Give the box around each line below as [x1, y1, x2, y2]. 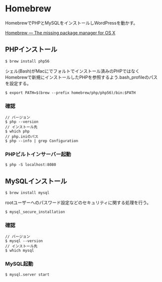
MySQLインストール [5, 177, 67, 185]
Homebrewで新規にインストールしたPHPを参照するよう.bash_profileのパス [5, 74, 158, 80]
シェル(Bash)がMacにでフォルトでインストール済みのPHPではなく [5, 68, 140, 74]
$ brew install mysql [5, 191, 50, 196]
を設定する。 [5, 80, 31, 86]
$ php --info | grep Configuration [5, 139, 79, 144]
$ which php [5, 129, 30, 134]
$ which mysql [5, 248, 35, 253]
